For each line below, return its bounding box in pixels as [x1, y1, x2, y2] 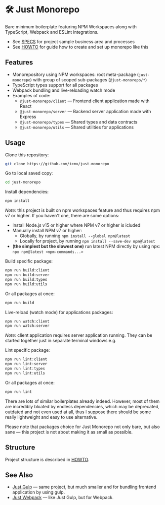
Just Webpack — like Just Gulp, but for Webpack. [12, 495, 114, 501]
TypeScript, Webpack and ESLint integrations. [5, 29, 99, 35]
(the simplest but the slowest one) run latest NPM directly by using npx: [12, 244, 161, 250]
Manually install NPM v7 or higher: [12, 228, 82, 234]
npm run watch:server [5, 323, 50, 328]
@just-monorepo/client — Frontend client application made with [19, 98, 150, 104]
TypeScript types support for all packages [12, 82, 98, 88]
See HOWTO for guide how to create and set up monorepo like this [12, 44, 149, 50]
